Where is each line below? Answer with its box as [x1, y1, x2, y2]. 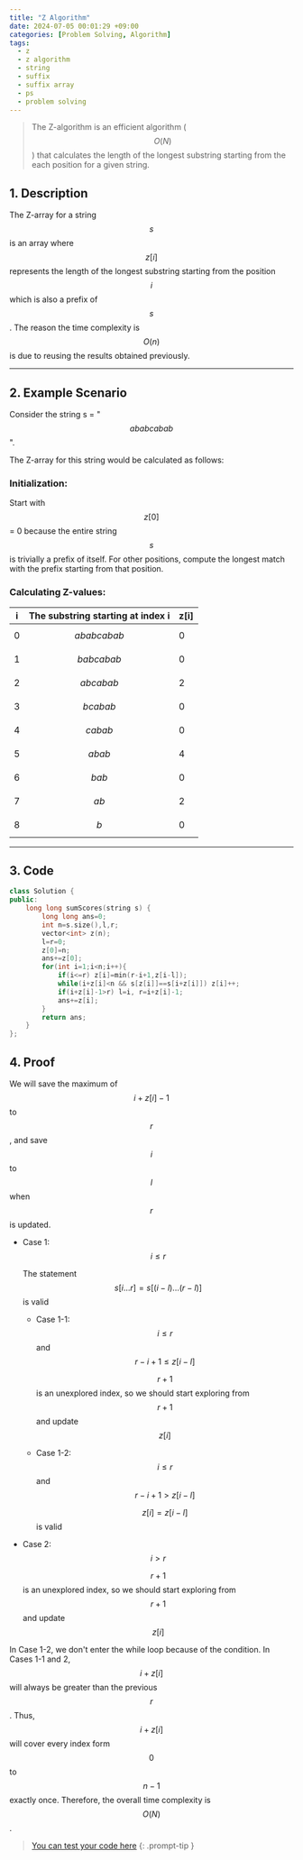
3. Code [9, 863, 54, 878]
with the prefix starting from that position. [9, 563, 164, 574]
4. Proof [9, 1054, 56, 1069]
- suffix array [17, 80, 75, 89]
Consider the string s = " [9, 409, 101, 419]
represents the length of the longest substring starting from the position [9, 266, 277, 277]
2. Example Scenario [9, 385, 128, 400]
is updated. [9, 1219, 51, 1230]
